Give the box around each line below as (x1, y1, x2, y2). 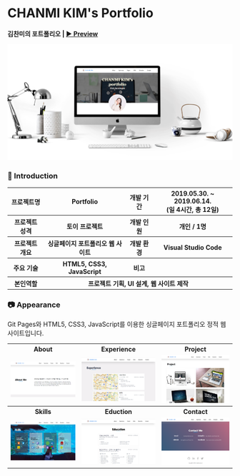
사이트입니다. (7, 328, 44, 337)
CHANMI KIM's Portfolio (7, 5, 154, 21)
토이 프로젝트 (66, 222, 104, 231)
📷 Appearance (7, 300, 61, 310)
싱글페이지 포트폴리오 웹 (47, 239, 115, 248)
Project (184, 345, 207, 354)
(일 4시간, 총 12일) (166, 205, 219, 213)
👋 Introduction (7, 171, 59, 181)
